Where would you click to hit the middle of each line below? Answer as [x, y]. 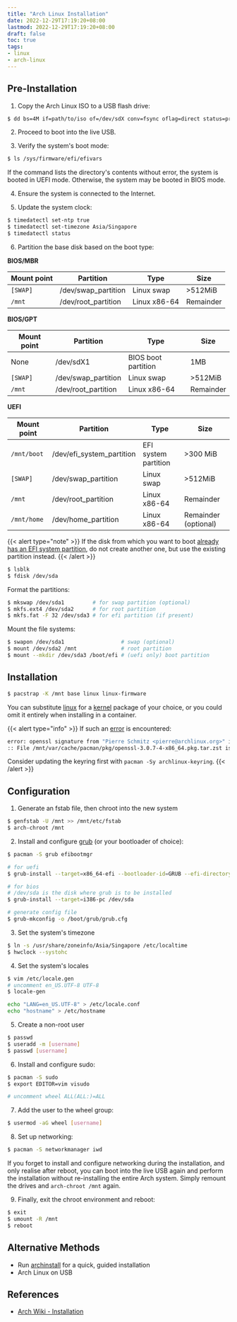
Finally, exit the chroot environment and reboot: [86, 1200]
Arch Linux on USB [45, 1272]
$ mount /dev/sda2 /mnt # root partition [90, 649]
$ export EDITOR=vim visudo [49, 1084]
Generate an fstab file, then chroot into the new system [98, 809]
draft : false [26, 34]
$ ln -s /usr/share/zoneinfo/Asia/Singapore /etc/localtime [98, 945]
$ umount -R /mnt [33, 1219]
